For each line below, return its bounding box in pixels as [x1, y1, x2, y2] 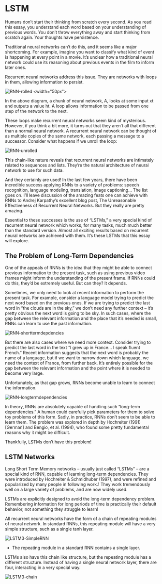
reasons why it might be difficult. [5, 429, 71, 435]
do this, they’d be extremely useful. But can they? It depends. [5, 280, 127, 286]
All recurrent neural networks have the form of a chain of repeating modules [5, 516, 157, 521]
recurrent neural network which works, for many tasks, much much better [5, 222, 152, 228]
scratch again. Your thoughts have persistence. [5, 34, 99, 40]
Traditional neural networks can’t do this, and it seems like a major [5, 44, 137, 50]
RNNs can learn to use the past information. [5, 320, 92, 326]
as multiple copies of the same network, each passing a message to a [5, 133, 144, 139]
